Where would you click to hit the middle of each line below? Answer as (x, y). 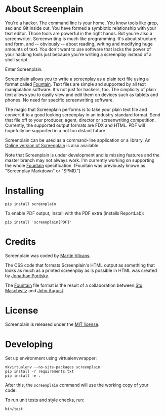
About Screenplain (44, 9)
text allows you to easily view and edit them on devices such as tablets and (82, 95)
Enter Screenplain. (24, 69)
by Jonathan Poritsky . (27, 275)
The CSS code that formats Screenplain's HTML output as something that (80, 265)
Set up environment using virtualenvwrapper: (51, 358)
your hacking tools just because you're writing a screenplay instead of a (78, 54)
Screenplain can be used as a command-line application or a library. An (78, 140)
